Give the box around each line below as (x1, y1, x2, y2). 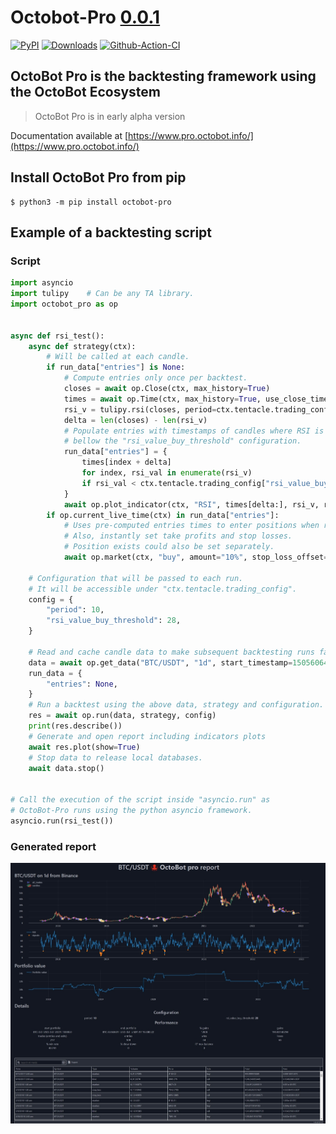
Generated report (10, 839, 97, 853)
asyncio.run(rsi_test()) (10, 816, 114, 826)
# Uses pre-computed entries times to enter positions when (63, 521, 320, 531)
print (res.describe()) (28, 721, 123, 731)
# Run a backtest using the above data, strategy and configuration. (28, 700, 325, 710)
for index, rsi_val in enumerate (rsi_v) (81, 468, 253, 478)
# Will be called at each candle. (46, 352, 190, 362)
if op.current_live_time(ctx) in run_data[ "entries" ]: (46, 510, 280, 520)
